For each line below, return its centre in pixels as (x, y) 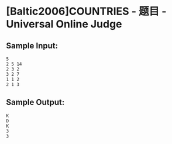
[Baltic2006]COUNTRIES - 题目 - (86, 11)
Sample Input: (32, 46)
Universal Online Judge (64, 24)
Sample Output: (35, 102)
